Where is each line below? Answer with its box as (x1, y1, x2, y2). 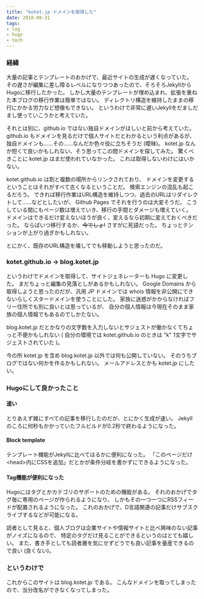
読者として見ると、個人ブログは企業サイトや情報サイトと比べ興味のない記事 (6, 524, 199, 531)
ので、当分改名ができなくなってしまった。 (6, 586, 113, 594)
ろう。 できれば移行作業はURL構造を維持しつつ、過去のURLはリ (16, 191, 177, 198)
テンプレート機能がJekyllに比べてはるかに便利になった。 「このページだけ (6, 451, 193, 458)
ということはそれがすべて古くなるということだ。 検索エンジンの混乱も (6, 184, 183, 191)
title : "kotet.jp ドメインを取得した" (6, 9, 96, 15)
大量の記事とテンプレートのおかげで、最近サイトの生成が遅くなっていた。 (6, 74, 193, 81)
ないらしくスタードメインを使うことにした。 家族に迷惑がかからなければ (6, 295, 189, 303)
